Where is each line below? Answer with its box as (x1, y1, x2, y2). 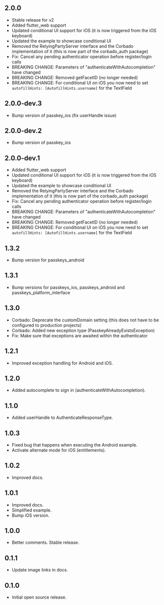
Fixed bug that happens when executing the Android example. (11, 442, 138, 447)
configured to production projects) (11, 322, 82, 328)
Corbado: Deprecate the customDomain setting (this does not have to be (11, 317, 159, 323)
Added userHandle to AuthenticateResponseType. (11, 414, 113, 420)
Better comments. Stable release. (11, 540, 80, 545)
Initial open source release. (11, 594, 67, 600)
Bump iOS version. (11, 512, 50, 518)
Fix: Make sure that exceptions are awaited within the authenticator (11, 332, 148, 339)
